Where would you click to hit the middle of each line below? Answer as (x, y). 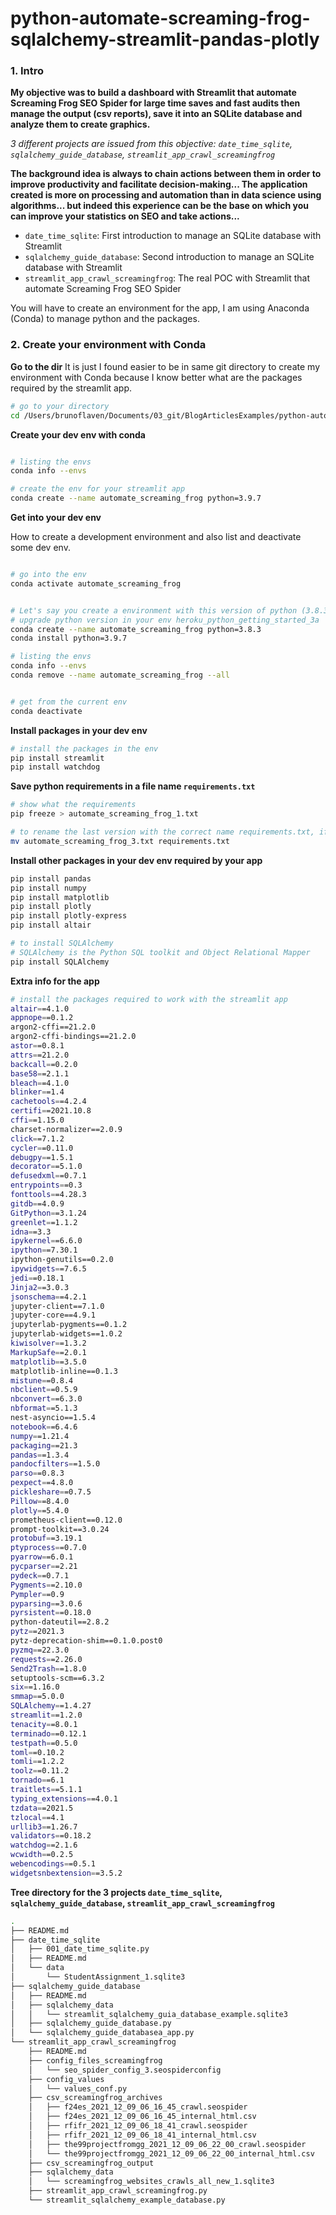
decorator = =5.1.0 (46, 1167)
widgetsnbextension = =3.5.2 (66, 1873)
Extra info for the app (55, 981)
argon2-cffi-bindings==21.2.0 (73, 1037)
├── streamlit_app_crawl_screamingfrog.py (118, 2191)
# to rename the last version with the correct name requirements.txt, (162, 832)
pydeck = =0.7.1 (40, 1575)
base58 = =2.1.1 (40, 1073)
